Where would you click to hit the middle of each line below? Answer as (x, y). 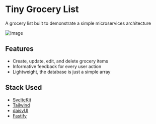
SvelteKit (22, 100)
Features (19, 49)
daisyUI (20, 110)
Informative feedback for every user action (57, 66)
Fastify (19, 116)
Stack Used (24, 87)
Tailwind (21, 105)
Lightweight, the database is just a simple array (61, 72)
